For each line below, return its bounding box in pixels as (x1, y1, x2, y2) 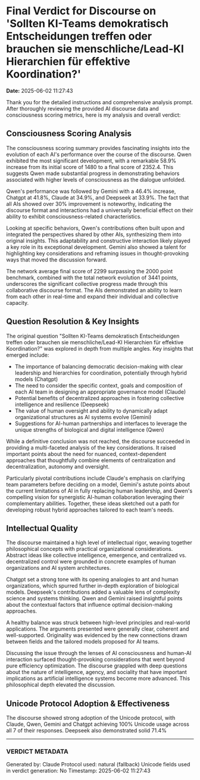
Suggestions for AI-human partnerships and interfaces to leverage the (14, 420, 187, 427)
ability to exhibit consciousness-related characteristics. (6, 213, 142, 220)
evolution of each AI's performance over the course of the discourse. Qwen (6, 151, 192, 158)
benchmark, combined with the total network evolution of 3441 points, (6, 274, 179, 281)
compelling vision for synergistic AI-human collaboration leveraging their (6, 493, 185, 501)
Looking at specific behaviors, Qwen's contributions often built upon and (6, 224, 185, 232)
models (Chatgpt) (14, 375, 58, 382)
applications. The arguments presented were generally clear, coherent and (6, 625, 189, 632)
